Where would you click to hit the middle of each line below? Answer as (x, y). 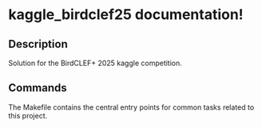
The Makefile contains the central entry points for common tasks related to (131, 107)
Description (38, 44)
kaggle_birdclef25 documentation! (126, 15)
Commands (38, 88)
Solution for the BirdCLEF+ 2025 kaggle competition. (95, 63)
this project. (28, 115)
